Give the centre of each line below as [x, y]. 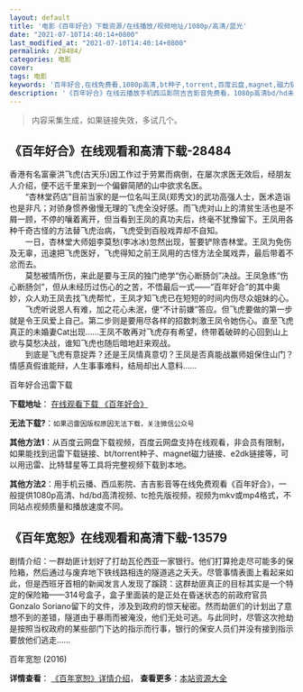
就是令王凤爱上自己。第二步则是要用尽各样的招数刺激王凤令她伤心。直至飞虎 [151, 321]
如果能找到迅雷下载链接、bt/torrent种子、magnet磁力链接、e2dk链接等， [145, 454]
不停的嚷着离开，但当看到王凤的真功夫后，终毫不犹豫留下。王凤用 [163, 219]
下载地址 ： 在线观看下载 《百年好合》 [79, 404]
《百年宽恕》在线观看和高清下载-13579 [119, 537]
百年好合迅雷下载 [41, 385]
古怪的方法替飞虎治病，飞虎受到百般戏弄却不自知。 [128, 231]
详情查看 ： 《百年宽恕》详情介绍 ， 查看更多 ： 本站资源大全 [118, 678]
